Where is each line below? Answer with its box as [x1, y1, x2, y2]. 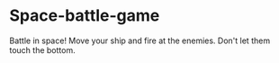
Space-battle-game [9, 5, 160, 26]
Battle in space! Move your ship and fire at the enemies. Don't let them [9, 35, 271, 46]
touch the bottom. [9, 44, 76, 55]
